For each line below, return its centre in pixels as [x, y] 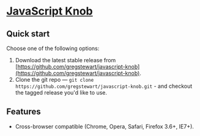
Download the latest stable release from [65, 60]
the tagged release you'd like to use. [61, 92]
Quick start [28, 34]
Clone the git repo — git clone [54, 80]
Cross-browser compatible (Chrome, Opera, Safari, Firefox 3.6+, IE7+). [105, 126]
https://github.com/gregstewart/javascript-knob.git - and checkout [104, 86]
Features [24, 112]
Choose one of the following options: [53, 48]
